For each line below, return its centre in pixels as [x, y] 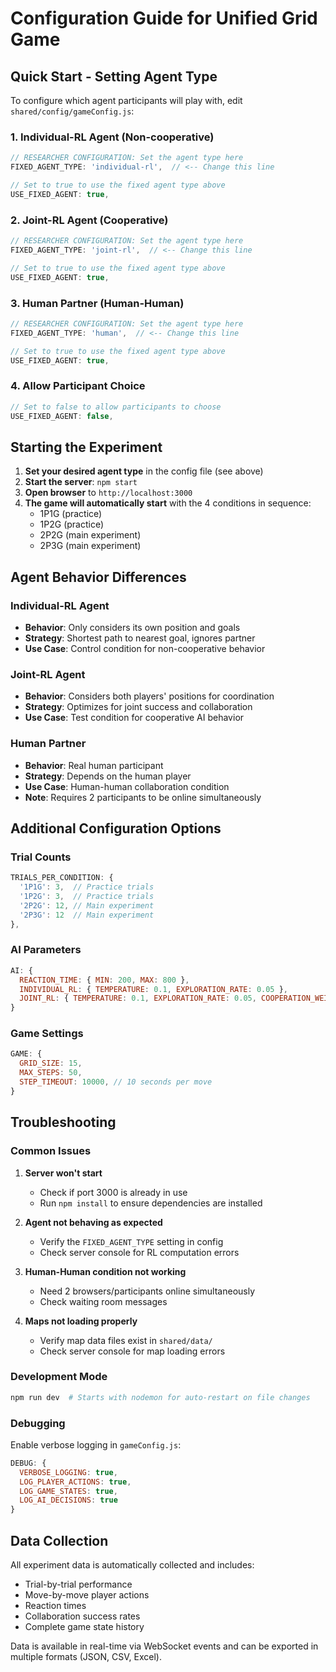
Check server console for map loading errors [132, 1351]
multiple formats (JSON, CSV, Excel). [86, 1657]
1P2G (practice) [72, 524]
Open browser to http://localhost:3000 [108, 493]
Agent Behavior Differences [98, 577]
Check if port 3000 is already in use [113, 1192]
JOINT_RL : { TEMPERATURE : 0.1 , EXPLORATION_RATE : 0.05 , [138, 998]
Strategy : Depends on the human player [108, 776]
